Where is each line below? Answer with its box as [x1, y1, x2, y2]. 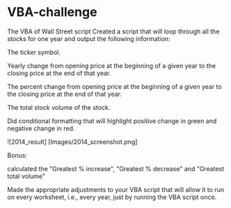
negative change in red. [7, 124, 75, 132]
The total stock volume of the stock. [7, 103, 111, 111]
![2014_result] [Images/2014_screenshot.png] [7, 137, 138, 146]
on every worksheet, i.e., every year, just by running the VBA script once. [7, 193, 217, 201]
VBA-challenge [7, 4, 97, 20]
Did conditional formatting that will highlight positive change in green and [7, 116, 217, 125]
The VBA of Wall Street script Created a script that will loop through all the [7, 27, 220, 35]
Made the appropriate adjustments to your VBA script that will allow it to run [7, 185, 225, 193]
